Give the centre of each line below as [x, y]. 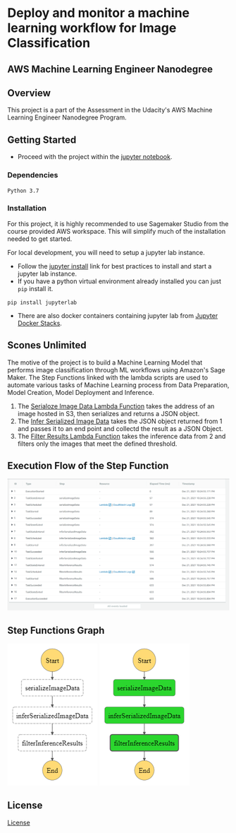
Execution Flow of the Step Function [88, 466]
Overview [29, 93]
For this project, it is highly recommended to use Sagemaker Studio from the [118, 223]
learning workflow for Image [92, 28]
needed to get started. [40, 239]
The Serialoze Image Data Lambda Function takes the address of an [116, 406]
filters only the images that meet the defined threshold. [97, 444]
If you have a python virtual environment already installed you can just [119, 281]
